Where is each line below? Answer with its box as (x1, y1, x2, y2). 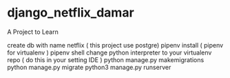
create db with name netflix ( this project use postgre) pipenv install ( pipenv (7, 41, 224, 49)
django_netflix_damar (7, 5, 134, 21)
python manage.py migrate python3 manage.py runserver (7, 63, 171, 71)
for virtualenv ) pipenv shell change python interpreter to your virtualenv (7, 48, 212, 57)
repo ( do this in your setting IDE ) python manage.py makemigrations (7, 55, 205, 64)
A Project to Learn (7, 28, 59, 36)
